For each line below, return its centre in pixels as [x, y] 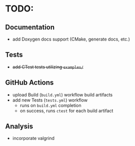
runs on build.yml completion [50, 105]
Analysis [19, 126]
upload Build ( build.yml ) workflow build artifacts [62, 94]
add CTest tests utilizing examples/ [48, 67]
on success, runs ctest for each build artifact [66, 110]
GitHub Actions [29, 83]
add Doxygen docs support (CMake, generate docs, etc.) [71, 39]
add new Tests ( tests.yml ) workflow [50, 100]
